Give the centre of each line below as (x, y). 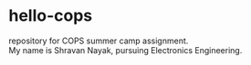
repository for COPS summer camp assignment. (99, 41)
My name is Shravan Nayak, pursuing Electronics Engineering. (125, 50)
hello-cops (51, 16)
